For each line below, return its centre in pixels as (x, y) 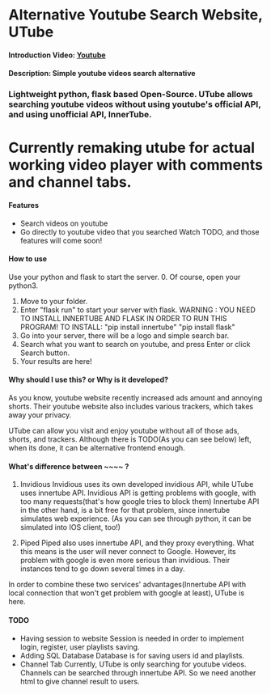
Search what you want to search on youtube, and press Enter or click (135, 344)
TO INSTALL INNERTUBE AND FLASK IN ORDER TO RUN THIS (124, 318)
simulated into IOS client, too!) (70, 527)
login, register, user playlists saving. (80, 647)
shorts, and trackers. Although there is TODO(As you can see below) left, (130, 439)
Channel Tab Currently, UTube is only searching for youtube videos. (133, 664)
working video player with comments (135, 165)
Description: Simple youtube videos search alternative (102, 74)
